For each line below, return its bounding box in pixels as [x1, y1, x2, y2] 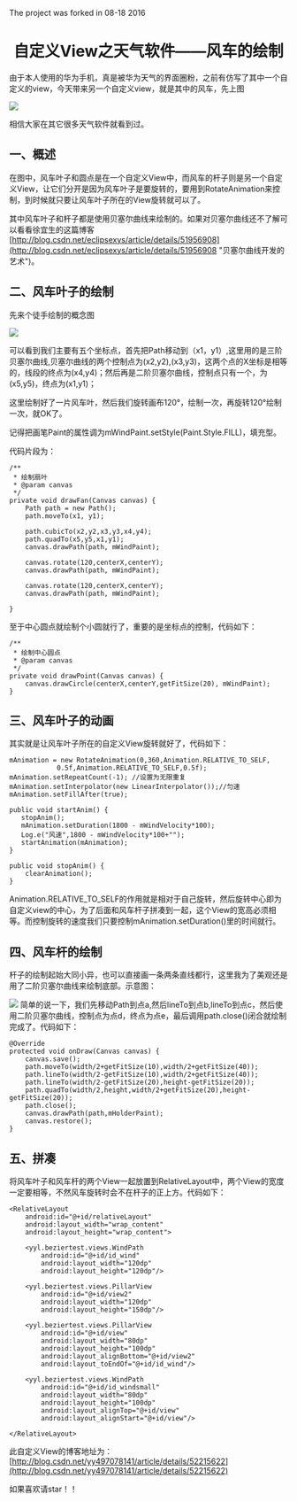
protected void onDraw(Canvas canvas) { [9, 1047, 161, 1057]
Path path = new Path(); [25, 504, 117, 513]
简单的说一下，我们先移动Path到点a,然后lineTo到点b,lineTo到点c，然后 [19, 1000, 276, 1010]
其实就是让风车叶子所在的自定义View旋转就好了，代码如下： [9, 739, 229, 749]
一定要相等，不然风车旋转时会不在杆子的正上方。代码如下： [9, 1187, 226, 1197]
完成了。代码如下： [9, 1022, 80, 1033]
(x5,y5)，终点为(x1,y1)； [9, 378, 97, 389]
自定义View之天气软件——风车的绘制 [12, 42, 285, 61]
